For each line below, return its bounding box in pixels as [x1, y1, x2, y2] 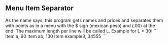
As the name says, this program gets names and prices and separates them [5, 17, 163, 23]
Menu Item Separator [5, 4, 74, 12]
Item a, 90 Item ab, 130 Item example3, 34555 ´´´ [5, 33, 107, 39]
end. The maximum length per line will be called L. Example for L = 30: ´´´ [5, 27, 158, 34]
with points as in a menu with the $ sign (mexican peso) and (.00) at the [5, 22, 156, 28]
